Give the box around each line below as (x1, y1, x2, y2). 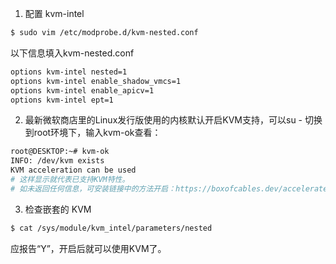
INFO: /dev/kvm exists (10, 156, 105, 166)
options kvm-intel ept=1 (10, 95, 114, 105)
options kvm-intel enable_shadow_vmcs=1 (10, 76, 182, 86)
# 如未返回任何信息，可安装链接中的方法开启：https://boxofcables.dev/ (10, 183, 283, 194)
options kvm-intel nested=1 (10, 67, 128, 77)
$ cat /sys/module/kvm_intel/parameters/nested (10, 223, 213, 233)
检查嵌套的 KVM (24, 203, 92, 215)
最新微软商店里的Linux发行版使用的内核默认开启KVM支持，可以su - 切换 (24, 114, 323, 126)
